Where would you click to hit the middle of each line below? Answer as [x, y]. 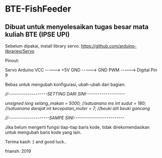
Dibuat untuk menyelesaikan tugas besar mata [77, 27]
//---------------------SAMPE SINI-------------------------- [65, 118]
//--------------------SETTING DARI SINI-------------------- [65, 94]
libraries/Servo [20, 51]
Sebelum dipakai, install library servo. [42, 46]
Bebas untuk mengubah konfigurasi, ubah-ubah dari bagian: [65, 84]
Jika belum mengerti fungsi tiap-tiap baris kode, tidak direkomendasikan [77, 127]
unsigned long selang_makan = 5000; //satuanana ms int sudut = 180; [76, 103]
